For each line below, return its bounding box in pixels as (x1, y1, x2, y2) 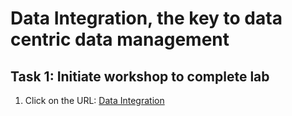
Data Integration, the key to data (10, 7, 283, 30)
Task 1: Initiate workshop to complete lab (10, 68, 270, 85)
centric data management (10, 28, 230, 51)
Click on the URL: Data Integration (24, 95, 165, 106)
